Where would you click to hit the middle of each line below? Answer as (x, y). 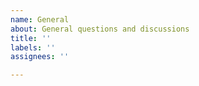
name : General (40, 19)
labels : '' (33, 47)
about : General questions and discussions (100, 29)
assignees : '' (40, 57)
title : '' (31, 38)
